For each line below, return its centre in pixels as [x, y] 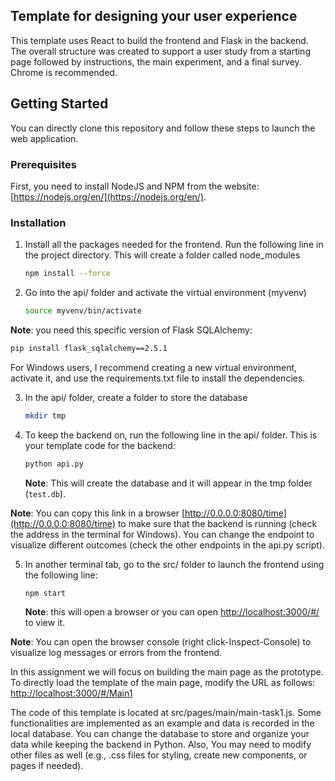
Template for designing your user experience [154, 16]
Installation [38, 222]
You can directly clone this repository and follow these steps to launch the [163, 128]
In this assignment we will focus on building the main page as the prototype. [167, 672]
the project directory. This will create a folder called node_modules [162, 255]
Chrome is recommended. [64, 72]
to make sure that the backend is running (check [217, 523]
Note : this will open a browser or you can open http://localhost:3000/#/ [172, 612]
